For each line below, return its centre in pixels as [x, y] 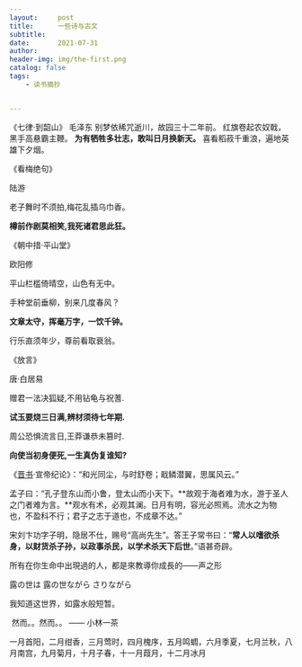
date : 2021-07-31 [54, 43]
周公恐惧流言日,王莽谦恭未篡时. [67, 436]
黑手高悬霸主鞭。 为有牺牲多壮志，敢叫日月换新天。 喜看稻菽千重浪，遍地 [145, 138]
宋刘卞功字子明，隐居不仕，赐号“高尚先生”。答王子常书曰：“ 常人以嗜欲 [141, 535]
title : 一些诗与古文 [54, 26]
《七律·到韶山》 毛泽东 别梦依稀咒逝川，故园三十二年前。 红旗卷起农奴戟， [147, 127]
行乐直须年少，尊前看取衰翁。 [64, 340]
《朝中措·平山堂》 [42, 245]
